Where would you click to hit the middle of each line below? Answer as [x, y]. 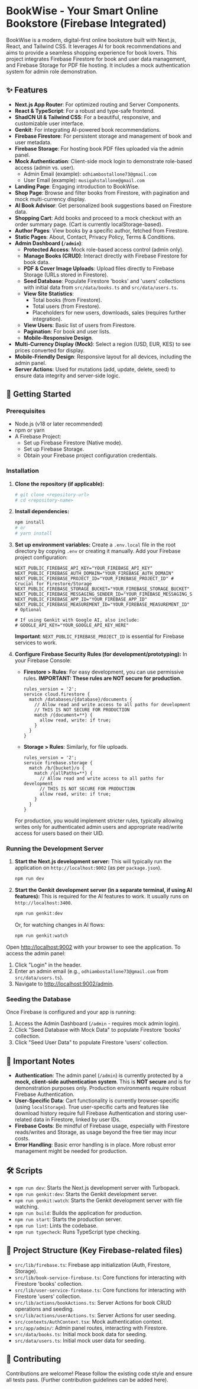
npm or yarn [30, 430]
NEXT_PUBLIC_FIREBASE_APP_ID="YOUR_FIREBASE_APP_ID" [81, 600]
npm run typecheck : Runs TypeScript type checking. [77, 1232]
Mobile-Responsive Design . [58, 338]
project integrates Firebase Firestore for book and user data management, [96, 59]
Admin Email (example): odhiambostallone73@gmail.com [90, 174]
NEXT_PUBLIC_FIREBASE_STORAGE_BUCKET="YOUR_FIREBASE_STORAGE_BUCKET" [102, 589]
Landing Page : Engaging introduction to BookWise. [77, 186]
